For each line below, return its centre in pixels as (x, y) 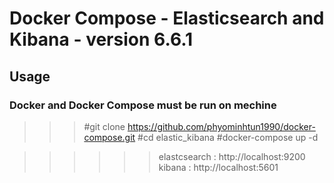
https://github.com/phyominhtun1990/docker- (221, 126)
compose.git (109, 137)
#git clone (104, 126)
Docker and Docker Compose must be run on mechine (143, 105)
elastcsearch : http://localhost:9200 (232, 156)
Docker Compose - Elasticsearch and (167, 18)
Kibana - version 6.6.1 (101, 39)
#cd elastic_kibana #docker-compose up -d (228, 137)
